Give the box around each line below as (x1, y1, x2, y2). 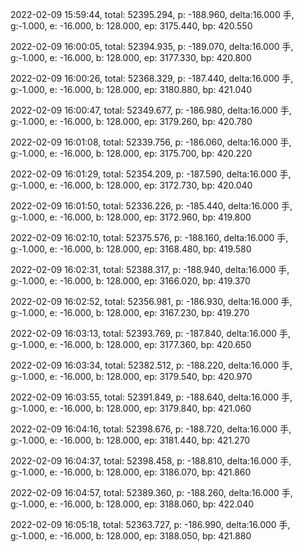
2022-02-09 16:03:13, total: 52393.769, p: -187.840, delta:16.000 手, (10, 328, 292, 339)
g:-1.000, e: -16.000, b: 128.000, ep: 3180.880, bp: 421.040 (10, 84, 253, 95)
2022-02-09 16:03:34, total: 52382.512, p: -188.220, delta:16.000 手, (10, 359, 293, 371)
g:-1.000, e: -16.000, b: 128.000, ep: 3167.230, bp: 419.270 (10, 307, 250, 318)
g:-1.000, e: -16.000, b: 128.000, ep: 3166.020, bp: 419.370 (10, 275, 251, 287)
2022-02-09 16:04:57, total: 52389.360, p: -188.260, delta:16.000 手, (10, 487, 293, 498)
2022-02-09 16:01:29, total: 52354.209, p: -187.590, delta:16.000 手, (10, 168, 292, 180)
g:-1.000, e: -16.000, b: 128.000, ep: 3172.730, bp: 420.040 (10, 179, 253, 191)
